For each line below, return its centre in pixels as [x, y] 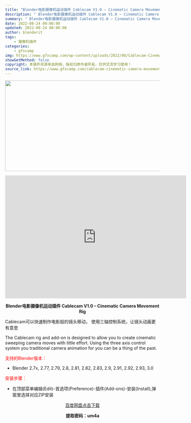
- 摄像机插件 [25, 42]
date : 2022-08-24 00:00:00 [33, 23]
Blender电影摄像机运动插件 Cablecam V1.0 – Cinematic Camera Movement [82, 306]
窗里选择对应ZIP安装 [33, 395]
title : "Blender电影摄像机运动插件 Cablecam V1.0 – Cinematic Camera [74, 10]
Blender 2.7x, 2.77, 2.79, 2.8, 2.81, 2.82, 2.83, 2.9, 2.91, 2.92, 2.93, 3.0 [83, 368]
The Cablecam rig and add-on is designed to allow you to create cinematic [81, 338]
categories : [17, 46]
